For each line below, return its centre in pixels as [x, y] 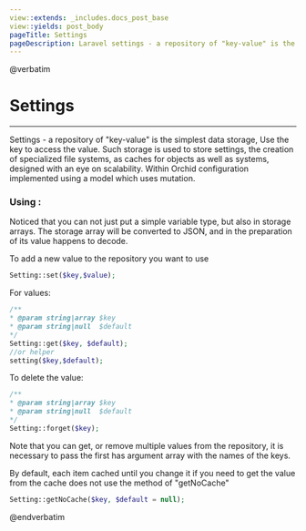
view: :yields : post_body [56, 26]
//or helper [32, 352]
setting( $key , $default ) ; [56, 361]
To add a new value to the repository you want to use [109, 259]
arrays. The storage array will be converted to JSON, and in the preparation [151, 231]
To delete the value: [46, 378]
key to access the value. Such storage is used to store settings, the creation [152, 149]
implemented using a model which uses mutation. [102, 179]
